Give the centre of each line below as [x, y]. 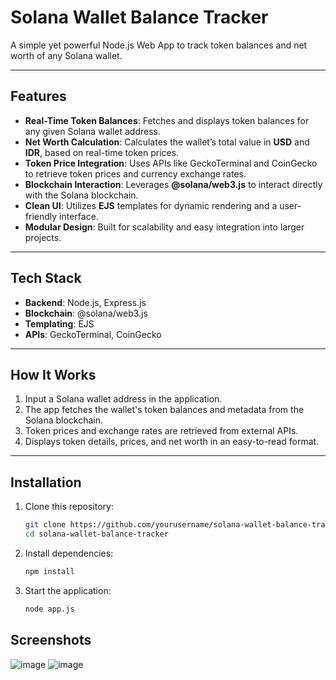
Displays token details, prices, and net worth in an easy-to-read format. [172, 442]
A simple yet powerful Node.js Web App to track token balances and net [159, 45]
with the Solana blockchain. [81, 195]
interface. [79, 216]
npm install [49, 571]
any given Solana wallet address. [92, 131]
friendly [41, 216]
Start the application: [68, 590]
